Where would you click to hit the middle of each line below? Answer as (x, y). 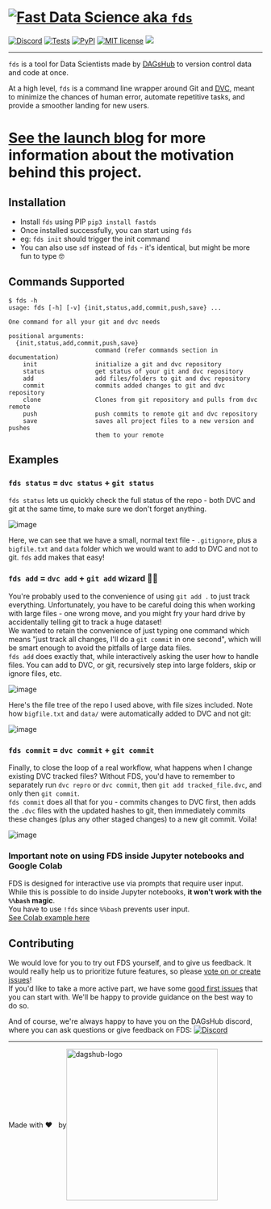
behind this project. (75, 173)
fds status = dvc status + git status (81, 483)
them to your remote (129, 435)
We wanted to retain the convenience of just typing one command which (129, 630)
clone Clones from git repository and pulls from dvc (140, 399)
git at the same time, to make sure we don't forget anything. (108, 509)
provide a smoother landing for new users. (79, 105)
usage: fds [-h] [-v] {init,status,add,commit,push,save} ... (115, 307)
